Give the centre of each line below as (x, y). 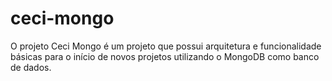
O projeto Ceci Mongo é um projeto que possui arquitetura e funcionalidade (166, 46)
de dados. (31, 67)
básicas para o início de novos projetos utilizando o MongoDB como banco (165, 56)
